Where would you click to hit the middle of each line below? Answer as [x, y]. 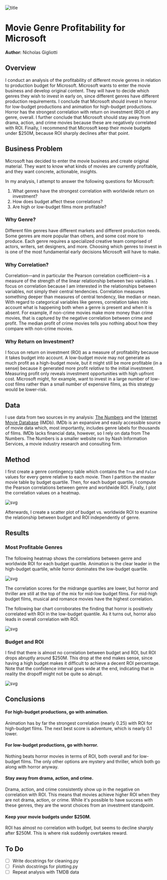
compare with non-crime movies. [39, 329]
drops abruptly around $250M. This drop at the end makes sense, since [79, 658]
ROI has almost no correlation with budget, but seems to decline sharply [79, 828]
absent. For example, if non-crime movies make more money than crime [79, 313]
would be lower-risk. [26, 390]
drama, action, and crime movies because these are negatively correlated [81, 122]
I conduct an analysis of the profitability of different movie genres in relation [83, 80]
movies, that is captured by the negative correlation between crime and [79, 318]
